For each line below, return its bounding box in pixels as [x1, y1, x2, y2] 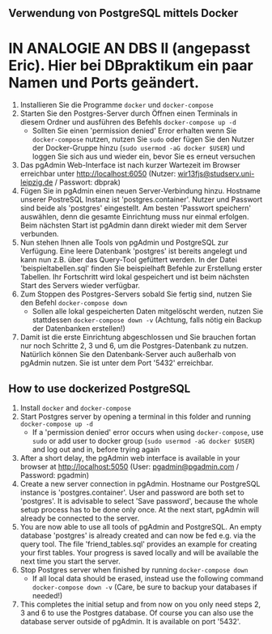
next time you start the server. [19, 556, 121, 566]
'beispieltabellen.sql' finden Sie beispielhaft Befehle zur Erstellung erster [19, 263, 263, 274]
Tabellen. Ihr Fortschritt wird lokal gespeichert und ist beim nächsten [19, 272, 249, 282]
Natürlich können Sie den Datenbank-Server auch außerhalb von [19, 350, 236, 360]
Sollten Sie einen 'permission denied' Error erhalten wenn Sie [32, 126, 237, 136]
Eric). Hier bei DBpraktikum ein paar [8, 56, 253, 74]
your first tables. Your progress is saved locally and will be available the [19, 548, 259, 558]
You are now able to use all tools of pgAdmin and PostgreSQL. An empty [19, 522, 262, 532]
